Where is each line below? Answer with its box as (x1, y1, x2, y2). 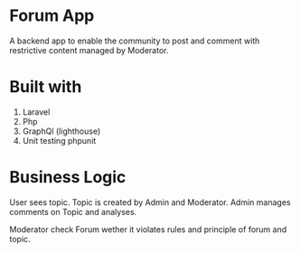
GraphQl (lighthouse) (22, 126, 101, 136)
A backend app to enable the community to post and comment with (9, 35, 260, 46)
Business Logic (9, 167, 127, 188)
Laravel (22, 106, 51, 117)
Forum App (9, 5, 95, 26)
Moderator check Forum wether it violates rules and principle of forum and (9, 223, 287, 235)
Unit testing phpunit (22, 135, 97, 145)
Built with (9, 77, 82, 98)
